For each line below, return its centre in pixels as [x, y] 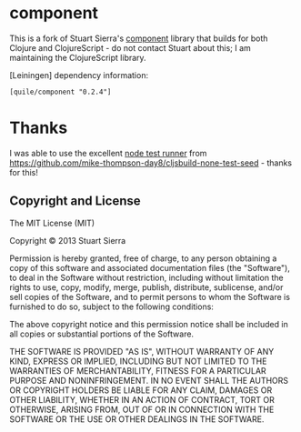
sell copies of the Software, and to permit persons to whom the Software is [150, 296]
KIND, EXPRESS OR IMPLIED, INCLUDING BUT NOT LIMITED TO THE [138, 361]
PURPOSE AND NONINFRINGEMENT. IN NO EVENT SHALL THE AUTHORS [149, 380]
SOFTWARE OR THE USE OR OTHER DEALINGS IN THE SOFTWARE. [137, 419]
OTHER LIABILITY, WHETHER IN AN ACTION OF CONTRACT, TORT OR [142, 399]
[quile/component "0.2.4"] [60, 92]
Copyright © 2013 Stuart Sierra [68, 240]
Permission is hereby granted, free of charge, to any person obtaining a [143, 258]
